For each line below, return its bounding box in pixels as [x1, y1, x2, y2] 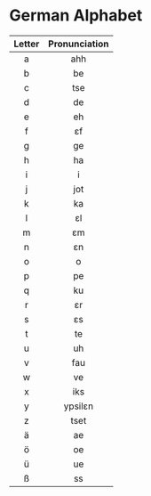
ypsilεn [63, 400, 94, 412]
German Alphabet [9, 5, 143, 26]
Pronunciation [48, 37, 109, 50]
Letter [13, 37, 40, 50]
